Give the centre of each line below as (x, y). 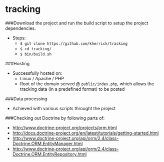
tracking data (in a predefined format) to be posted (72, 89)
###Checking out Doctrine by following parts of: (55, 118)
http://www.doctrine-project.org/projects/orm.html (64, 128)
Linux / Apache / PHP (42, 78)
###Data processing (26, 99)
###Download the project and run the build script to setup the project (77, 23)
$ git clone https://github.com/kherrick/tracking (74, 43)
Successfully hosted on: (37, 73)
